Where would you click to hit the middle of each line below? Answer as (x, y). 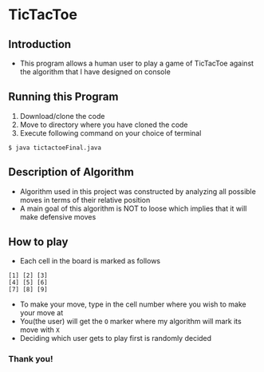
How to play (38, 242)
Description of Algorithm (71, 172)
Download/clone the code (62, 116)
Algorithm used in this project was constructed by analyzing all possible (138, 191)
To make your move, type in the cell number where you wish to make (133, 304)
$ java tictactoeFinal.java (55, 148)
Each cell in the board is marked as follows (90, 261)
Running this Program (63, 97)
